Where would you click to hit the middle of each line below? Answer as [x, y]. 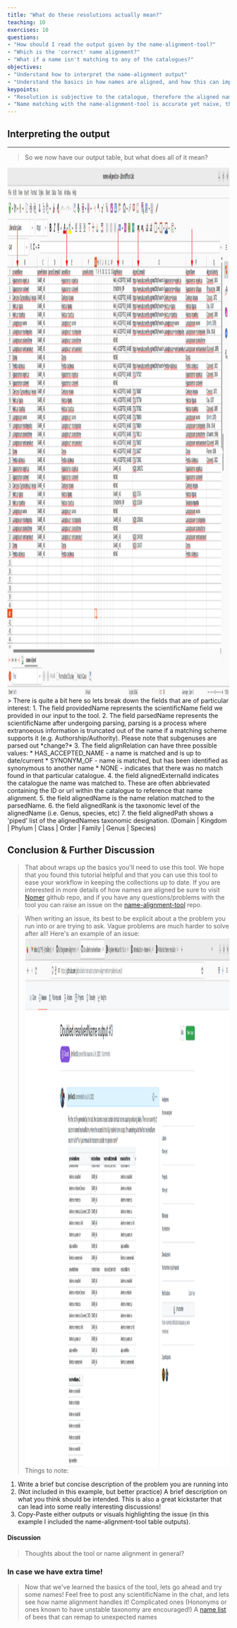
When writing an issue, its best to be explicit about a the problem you [125, 918]
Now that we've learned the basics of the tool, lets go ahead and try [123, 1587]
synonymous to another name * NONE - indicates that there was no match [115, 768]
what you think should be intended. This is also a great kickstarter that [120, 1499]
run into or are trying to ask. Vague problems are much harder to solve [127, 926]
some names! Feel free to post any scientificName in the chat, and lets [127, 1595]
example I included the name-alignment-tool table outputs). [104, 1521]
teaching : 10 [26, 22]
